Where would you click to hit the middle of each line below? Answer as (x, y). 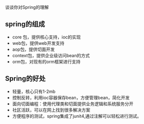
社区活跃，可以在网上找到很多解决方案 (51, 110)
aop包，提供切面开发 (34, 49)
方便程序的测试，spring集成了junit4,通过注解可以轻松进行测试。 (77, 116)
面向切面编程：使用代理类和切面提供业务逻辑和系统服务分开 (73, 104)
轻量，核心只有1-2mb (34, 91)
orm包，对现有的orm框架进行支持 (46, 62)
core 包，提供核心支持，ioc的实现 (47, 37)
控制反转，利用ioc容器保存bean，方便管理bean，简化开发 (71, 97)
